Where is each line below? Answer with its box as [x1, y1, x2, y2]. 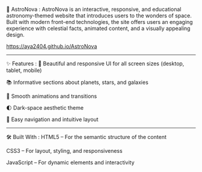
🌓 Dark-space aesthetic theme [6, 104, 84, 111]
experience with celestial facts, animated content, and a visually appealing [6, 25, 191, 32]
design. [6, 31, 25, 38]
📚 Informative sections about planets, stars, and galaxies [6, 79, 148, 86]
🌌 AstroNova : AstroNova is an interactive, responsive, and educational [6, 6, 182, 13]
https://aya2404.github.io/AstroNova [6, 43, 97, 50]
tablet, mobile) [6, 67, 42, 74]
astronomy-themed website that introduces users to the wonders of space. [6, 12, 192, 19]
